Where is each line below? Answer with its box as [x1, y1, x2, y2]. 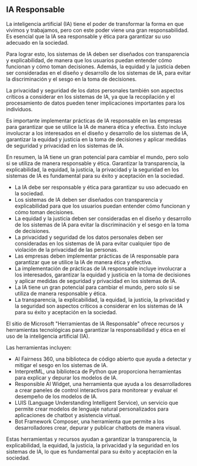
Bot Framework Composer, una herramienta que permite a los [14, 418, 165, 425]
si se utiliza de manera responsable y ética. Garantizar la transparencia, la [6, 159, 185, 167]
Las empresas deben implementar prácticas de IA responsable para [14, 252, 179, 259]
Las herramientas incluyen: [6, 344, 72, 351]
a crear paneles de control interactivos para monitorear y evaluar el [14, 387, 178, 394]
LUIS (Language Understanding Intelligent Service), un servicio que [14, 399, 178, 406]
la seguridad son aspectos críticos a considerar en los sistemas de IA [14, 302, 183, 309]
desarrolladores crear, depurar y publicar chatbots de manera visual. [14, 424, 181, 431]
